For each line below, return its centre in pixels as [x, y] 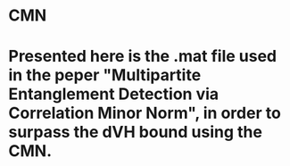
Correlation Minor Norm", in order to [145, 113]
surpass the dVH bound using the [135, 133]
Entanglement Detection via [114, 94]
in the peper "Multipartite [105, 75]
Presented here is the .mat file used [143, 57]
